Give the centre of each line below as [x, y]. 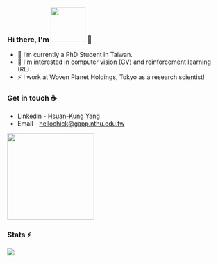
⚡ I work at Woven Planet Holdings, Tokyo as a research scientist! [111, 77]
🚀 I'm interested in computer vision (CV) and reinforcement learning [114, 62]
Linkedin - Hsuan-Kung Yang [59, 116]
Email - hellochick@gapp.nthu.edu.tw [71, 123]
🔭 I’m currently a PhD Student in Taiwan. [75, 55]
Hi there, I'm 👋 [50, 40]
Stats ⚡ [19, 235]
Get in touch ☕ [32, 99]
